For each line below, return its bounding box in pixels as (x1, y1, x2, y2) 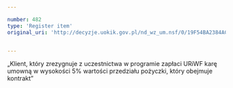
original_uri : (7, 29, 49, 36)
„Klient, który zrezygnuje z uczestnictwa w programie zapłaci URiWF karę (7, 60, 217, 68)
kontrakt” (7, 74, 34, 82)
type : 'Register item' (7, 22, 73, 30)
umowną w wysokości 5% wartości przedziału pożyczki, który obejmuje (7, 67, 213, 76)
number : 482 (7, 16, 42, 23)
